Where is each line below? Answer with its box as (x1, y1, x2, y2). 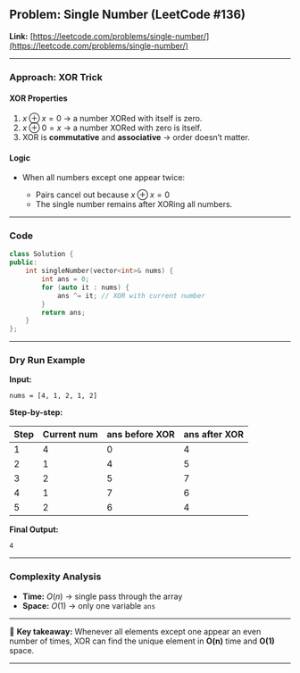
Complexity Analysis (9, 570, 102, 583)
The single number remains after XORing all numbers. (35, 199, 233, 210)
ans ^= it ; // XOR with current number (56, 291, 205, 300)
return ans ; (41, 308, 87, 317)
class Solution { (9, 250, 74, 259)
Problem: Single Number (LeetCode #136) (9, 7, 246, 22)
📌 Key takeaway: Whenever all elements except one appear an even (9, 626, 262, 636)
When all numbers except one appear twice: (21, 172, 186, 183)
